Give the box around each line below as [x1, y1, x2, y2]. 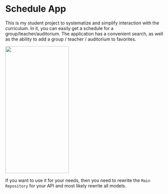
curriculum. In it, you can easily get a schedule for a [5, 25, 114, 31]
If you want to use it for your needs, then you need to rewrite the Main [5, 177, 151, 183]
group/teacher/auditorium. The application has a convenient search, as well [5, 30, 163, 37]
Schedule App [5, 3, 66, 15]
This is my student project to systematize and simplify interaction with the [5, 20, 159, 26]
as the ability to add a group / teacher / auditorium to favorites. [5, 36, 137, 42]
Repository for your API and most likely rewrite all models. [5, 182, 126, 188]
